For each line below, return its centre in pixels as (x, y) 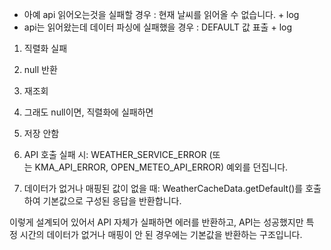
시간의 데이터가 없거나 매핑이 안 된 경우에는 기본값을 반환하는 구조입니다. (161, 234)
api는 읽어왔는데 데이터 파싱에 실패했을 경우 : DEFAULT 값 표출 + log (158, 27)
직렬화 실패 (45, 48)
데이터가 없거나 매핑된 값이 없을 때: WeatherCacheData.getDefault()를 (163, 188)
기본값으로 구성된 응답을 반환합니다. (112, 201)
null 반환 (40, 69)
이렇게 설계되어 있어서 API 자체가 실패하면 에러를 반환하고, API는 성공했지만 (156, 222)
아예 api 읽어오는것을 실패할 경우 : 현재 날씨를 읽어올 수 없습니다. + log (161, 14)
